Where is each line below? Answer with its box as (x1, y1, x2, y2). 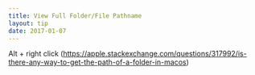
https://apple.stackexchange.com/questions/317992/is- (63, 49, 247, 59)
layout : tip (8, 19, 48, 27)
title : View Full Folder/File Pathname (8, 11, 142, 20)
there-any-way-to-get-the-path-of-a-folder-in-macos (8, 57, 187, 67)
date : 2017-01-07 (8, 27, 67, 35)
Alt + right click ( (8, 49, 64, 59)
